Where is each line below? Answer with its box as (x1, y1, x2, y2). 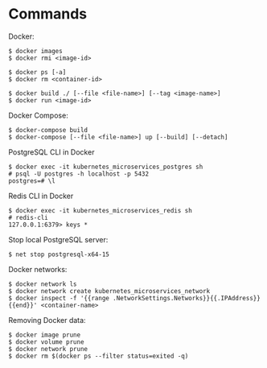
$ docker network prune (8, 345, 88, 353)
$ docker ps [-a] (8, 68, 67, 76)
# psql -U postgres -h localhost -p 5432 (8, 170, 150, 178)
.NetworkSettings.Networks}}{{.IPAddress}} (112, 294, 261, 302)
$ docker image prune (8, 331, 81, 339)
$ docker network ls (8, 279, 78, 288)
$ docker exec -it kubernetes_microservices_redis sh (8, 206, 193, 214)
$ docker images (8, 47, 63, 55)
